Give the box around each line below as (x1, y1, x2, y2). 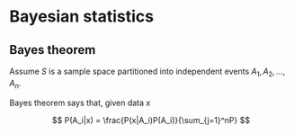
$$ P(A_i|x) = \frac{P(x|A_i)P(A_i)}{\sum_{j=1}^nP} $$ (52, 114, 250, 125)
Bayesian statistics (9, 6, 155, 27)
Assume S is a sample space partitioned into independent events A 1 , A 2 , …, (9, 66, 286, 78)
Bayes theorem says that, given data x (9, 97, 151, 108)
